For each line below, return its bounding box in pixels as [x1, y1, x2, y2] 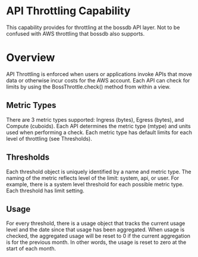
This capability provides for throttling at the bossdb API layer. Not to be [6, 24, 180, 31]
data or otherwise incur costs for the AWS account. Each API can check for [6, 77, 190, 84]
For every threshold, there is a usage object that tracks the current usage [6, 220, 186, 227]
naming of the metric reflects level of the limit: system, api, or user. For [6, 174, 180, 182]
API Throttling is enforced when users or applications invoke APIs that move [6, 70, 192, 78]
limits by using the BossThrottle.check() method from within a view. [6, 83, 171, 90]
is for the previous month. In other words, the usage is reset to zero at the [6, 239, 187, 246]
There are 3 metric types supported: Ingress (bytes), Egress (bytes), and [6, 116, 184, 123]
